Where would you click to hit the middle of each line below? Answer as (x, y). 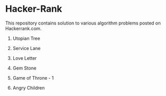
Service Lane (27, 48)
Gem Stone (25, 68)
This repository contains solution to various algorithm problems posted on (83, 23)
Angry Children (29, 88)
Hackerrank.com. (23, 28)
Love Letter (25, 58)
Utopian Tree (26, 38)
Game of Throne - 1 (33, 78)
